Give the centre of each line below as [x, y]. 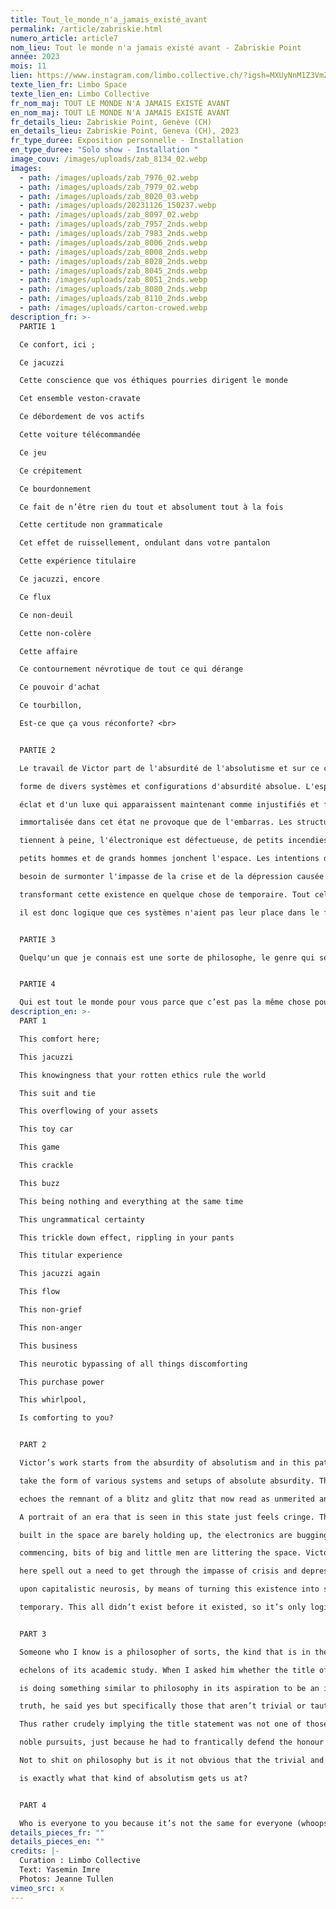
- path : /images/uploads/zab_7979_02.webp [109, 187]
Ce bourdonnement [55, 489]
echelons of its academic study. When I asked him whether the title [167, 1670]
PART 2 [33, 1445]
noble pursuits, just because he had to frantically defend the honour [172, 1742]
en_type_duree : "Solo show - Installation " [104, 150]
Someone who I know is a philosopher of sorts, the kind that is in [165, 1652]
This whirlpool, [53, 1400]
